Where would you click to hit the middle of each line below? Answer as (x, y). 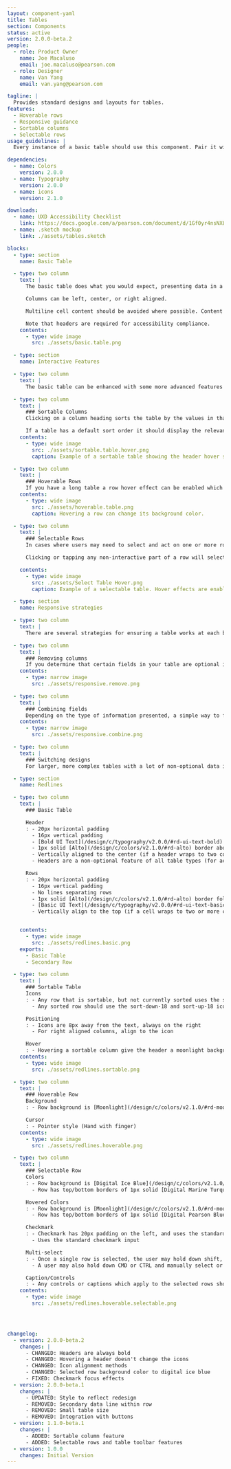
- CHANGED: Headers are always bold (78, 1353)
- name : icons (33, 192)
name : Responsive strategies (61, 608)
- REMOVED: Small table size (67, 1411)
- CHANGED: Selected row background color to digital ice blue (118, 1372)
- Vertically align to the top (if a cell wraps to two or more (126, 912)
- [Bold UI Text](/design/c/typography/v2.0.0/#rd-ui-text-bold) (128, 842)
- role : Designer (38, 71)
